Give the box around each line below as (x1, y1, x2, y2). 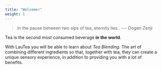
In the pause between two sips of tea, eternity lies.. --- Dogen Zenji (17, 25, 153, 31)
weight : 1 (5, 12, 25, 17)
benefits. (5, 59, 23, 65)
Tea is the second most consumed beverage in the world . (5, 34, 121, 40)
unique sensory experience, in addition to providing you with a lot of (5, 54, 142, 60)
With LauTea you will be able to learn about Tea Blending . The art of (5, 44, 142, 50)
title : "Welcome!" (5, 7, 42, 12)
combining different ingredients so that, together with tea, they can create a (5, 49, 157, 55)
